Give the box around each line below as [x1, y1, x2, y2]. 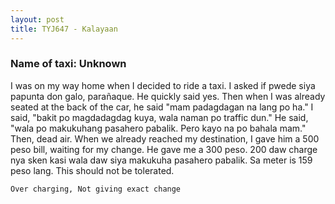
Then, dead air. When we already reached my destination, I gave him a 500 [10, 132, 320, 145]
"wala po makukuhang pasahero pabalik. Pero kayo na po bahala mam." [10, 122, 307, 134]
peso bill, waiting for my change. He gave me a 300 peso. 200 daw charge [10, 143, 318, 155]
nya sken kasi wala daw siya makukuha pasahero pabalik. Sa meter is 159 [10, 154, 313, 166]
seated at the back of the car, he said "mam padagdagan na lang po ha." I [10, 101, 314, 113]
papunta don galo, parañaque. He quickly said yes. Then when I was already [10, 90, 326, 102]
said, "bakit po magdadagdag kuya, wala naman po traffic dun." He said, [10, 111, 309, 123]
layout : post [10, 14, 65, 25]
